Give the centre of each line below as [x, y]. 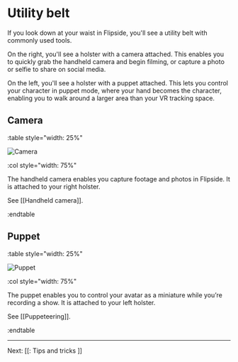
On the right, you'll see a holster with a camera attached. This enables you [116, 54]
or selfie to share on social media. [57, 69]
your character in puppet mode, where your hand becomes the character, [114, 90]
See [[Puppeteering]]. [39, 316]
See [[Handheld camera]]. [45, 200]
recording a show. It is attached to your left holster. [81, 302]
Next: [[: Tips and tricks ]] [45, 351]
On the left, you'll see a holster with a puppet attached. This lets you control [118, 82]
